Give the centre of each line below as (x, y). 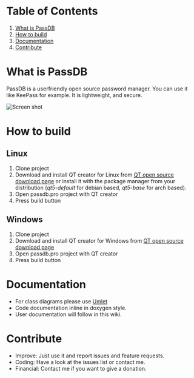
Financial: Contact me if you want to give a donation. (81, 368)
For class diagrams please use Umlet (61, 301)
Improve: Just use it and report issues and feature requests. (90, 356)
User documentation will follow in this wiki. (69, 314)
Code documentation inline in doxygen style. (71, 308)
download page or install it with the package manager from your (95, 181)
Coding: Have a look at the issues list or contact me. (80, 362)
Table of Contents (52, 11)
